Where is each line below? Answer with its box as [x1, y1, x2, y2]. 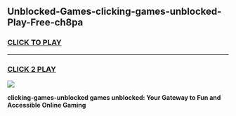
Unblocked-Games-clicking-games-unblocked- [7, 6, 222, 18]
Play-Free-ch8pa [7, 17, 84, 29]
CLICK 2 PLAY [7, 64, 56, 74]
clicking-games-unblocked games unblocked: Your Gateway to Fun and [7, 93, 221, 101]
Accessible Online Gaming [7, 101, 86, 109]
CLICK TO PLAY [7, 38, 62, 48]
